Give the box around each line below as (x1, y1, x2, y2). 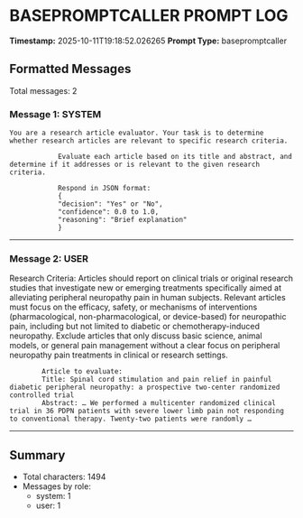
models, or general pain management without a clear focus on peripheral (9, 340, 280, 351)
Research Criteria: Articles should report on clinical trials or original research (9, 273, 294, 284)
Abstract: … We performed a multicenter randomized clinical (41, 399, 277, 408)
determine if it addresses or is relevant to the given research (9, 160, 260, 170)
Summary (9, 448, 66, 463)
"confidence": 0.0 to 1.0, (57, 208, 160, 217)
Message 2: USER (9, 252, 88, 264)
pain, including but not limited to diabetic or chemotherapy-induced (9, 321, 260, 332)
